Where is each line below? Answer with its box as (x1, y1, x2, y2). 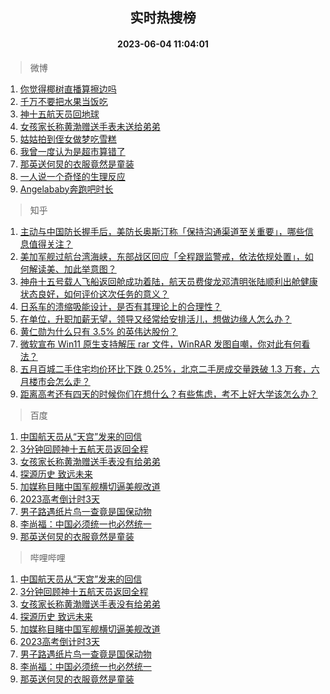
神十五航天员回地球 (19, 108, 100, 120)
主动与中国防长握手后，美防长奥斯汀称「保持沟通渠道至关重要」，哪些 (19, 225, 305, 237)
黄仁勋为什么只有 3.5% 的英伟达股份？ (19, 325, 178, 337)
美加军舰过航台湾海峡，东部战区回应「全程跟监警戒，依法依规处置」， (19, 250, 305, 262)
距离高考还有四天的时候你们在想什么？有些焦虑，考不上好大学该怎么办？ (19, 388, 318, 400)
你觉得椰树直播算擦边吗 (19, 83, 117, 95)
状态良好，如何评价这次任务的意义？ (19, 288, 170, 300)
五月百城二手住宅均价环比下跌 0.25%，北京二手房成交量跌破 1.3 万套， (19, 363, 312, 375)
